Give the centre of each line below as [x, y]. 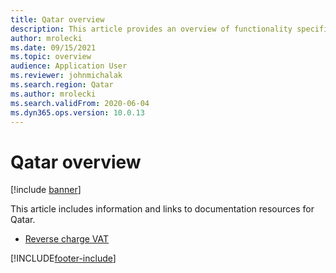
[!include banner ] [46, 190]
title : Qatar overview [57, 19]
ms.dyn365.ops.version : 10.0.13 [77, 112]
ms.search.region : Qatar [62, 85]
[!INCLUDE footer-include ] [63, 258]
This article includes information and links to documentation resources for [162, 209]
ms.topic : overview [51, 57]
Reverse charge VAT [67, 239]
